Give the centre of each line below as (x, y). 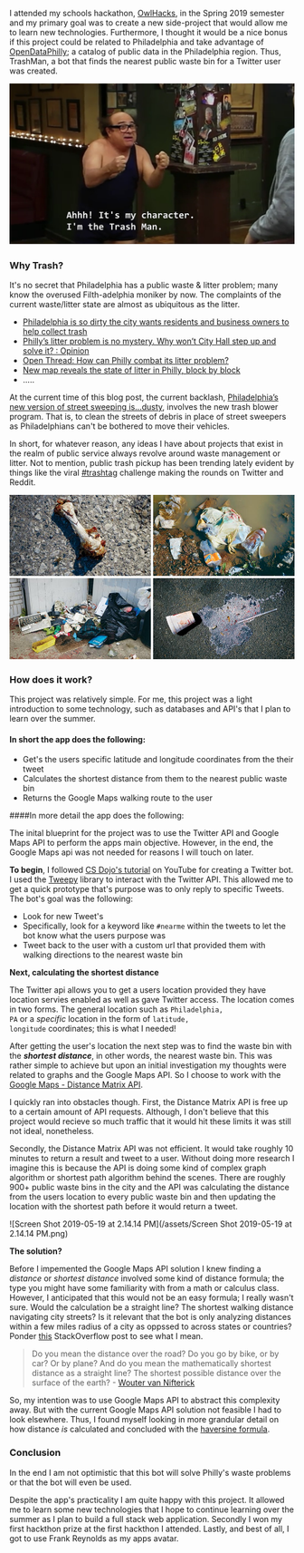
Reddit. (23, 482)
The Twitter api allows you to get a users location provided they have (138, 990)
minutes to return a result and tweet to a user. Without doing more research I (152, 1159)
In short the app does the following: (78, 739)
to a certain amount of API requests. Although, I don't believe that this (139, 1112)
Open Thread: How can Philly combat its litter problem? (125, 361)
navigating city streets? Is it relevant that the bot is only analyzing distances (150, 1317)
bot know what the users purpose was (94, 936)
